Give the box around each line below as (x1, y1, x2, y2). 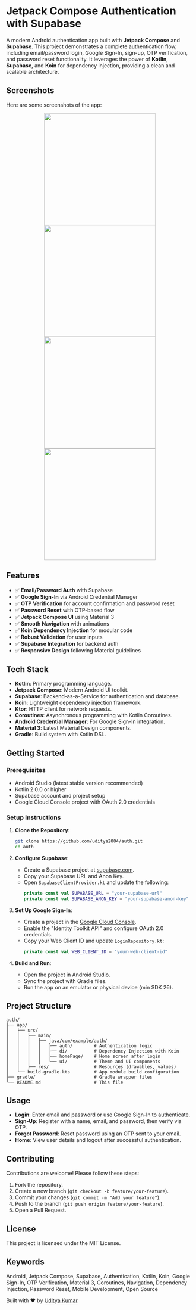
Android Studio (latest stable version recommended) (14, 779, 143, 787)
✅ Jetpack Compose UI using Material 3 (14, 613, 115, 620)
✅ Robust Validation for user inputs (14, 633, 103, 640)
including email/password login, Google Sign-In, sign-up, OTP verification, (6, 49, 188, 56)
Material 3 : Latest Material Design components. (14, 724, 132, 732)
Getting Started (6, 748, 65, 758)
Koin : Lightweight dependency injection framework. (14, 699, 142, 707)
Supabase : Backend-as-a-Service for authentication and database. (14, 693, 180, 700)
